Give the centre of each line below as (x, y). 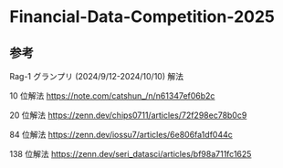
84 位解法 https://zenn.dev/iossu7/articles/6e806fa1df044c (121, 135)
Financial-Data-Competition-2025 (142, 17)
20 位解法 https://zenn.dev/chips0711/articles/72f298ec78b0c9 (128, 115)
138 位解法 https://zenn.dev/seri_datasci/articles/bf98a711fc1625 (131, 154)
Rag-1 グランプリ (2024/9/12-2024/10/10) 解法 (97, 76)
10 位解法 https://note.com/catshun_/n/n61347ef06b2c (112, 96)
